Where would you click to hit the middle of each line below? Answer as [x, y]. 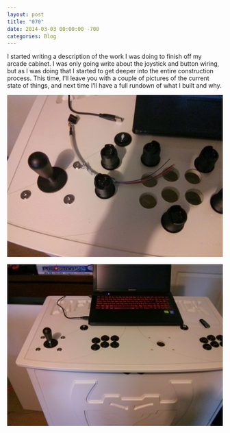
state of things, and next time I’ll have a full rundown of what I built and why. [115, 86]
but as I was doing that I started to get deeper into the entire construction [111, 71]
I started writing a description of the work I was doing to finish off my [104, 57]
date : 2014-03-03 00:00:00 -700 [53, 29]
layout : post [26, 14]
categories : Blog [32, 36]
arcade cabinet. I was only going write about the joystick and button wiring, [113, 64]
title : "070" [26, 22]
